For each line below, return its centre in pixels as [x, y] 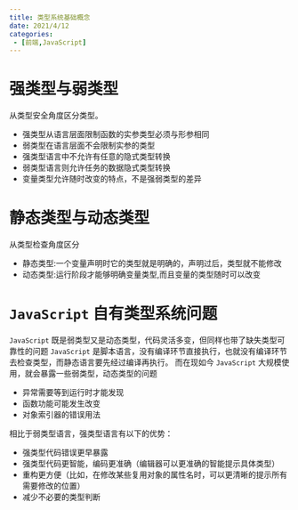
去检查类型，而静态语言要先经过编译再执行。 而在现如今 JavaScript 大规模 [145, 362]
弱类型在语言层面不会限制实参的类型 [89, 146]
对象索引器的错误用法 [61, 415]
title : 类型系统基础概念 [50, 17]
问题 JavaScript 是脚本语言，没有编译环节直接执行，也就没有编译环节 [160, 352]
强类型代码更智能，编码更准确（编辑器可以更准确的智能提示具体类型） [151, 464]
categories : [31, 34]
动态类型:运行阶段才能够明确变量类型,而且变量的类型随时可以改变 [141, 275]
